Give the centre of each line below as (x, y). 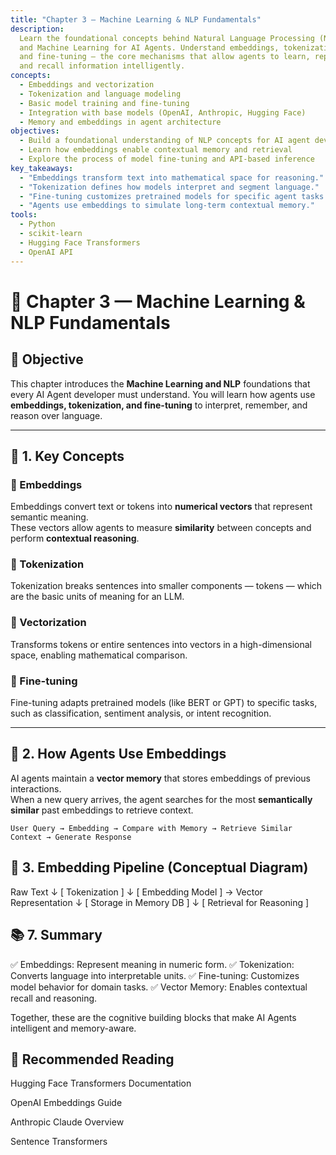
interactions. (36, 788)
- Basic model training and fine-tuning (104, 103)
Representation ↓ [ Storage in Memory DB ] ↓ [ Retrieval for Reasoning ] (160, 902)
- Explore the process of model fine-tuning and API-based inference (167, 159)
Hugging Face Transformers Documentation (101, 1083)
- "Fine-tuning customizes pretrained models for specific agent (158, 196)
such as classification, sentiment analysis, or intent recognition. (141, 713)
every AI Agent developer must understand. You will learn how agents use (163, 394)
